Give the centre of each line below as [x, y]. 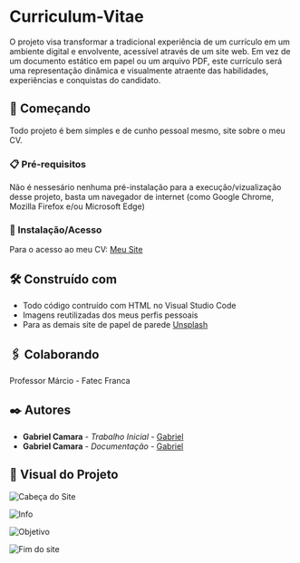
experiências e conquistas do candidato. [85, 80]
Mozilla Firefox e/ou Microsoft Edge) [77, 206]
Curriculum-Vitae [77, 17]
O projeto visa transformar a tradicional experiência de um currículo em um [150, 42]
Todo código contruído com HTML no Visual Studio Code [129, 306]
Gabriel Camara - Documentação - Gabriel [103, 446]
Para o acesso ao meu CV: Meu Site [76, 250]
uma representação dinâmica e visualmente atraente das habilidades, [139, 71]
